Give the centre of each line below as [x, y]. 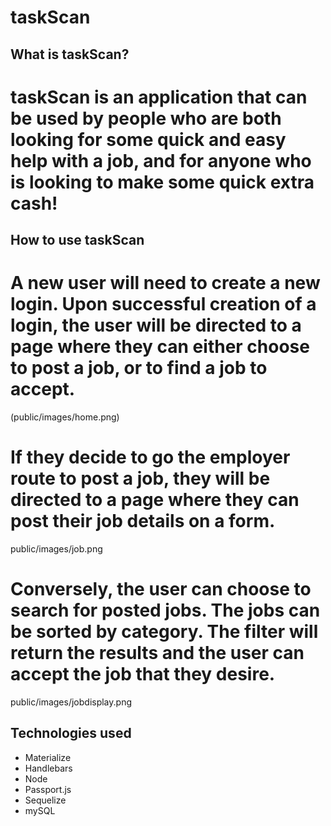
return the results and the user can [157, 653]
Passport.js [48, 789]
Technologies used [71, 733]
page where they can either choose [160, 347]
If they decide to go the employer [150, 457]
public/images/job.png [56, 549]
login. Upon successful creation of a [163, 304]
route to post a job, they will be [140, 478]
